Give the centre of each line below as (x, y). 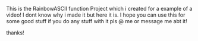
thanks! (15, 33)
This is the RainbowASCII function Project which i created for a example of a (99, 9)
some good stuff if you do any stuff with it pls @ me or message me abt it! (97, 21)
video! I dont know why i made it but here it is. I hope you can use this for (96, 15)
